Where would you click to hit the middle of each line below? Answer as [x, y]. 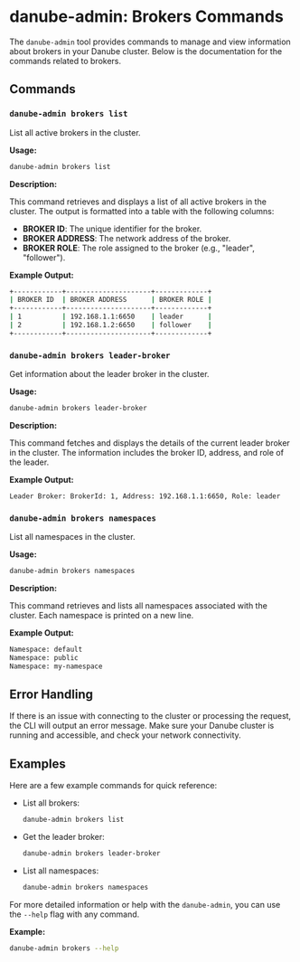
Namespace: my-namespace [56, 666]
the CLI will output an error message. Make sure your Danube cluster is [142, 726]
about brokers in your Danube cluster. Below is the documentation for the [146, 51]
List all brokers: [51, 803]
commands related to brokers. [66, 61]
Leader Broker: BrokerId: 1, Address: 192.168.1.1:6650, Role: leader [145, 496]
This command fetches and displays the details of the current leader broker [150, 443]
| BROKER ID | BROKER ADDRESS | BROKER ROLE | [111, 300]
